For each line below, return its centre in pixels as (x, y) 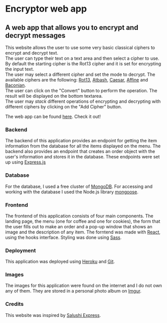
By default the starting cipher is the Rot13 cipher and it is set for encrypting (83, 64)
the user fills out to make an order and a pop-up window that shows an (79, 226)
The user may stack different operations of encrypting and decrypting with (83, 101)
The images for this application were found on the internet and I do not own (84, 286)
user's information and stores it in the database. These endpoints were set (82, 157)
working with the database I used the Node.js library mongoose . (72, 192)
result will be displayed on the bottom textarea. (54, 96)
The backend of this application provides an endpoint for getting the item (81, 141)
